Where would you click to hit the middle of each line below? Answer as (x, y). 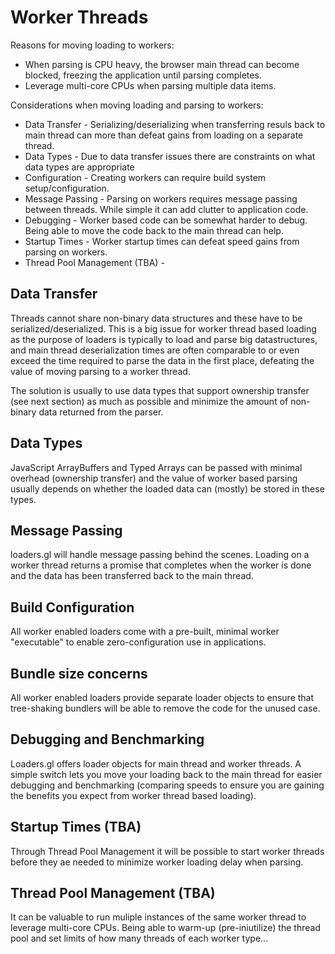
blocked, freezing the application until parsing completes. (143, 75)
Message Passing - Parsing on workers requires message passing (161, 198)
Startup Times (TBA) (76, 827)
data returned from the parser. (101, 412)
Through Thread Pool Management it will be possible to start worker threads (167, 851)
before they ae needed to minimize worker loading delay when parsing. (157, 862)
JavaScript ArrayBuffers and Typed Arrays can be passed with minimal (156, 467)
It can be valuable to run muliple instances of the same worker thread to (158, 917)
